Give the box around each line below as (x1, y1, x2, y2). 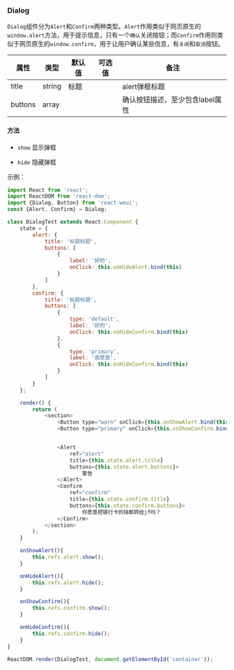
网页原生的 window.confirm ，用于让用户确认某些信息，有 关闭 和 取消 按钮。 (19, 40, 224, 48)
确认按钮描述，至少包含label (122, 95, 215, 104)
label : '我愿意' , (69, 355, 117, 361)
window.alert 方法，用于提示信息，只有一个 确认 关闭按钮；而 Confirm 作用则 (7, 31, 217, 40)
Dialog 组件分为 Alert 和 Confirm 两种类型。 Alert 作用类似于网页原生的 (7, 22, 201, 31)
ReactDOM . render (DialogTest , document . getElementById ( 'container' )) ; (7, 655, 214, 663)
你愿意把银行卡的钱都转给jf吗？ (81, 508, 162, 515)
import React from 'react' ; (7, 187, 89, 194)
